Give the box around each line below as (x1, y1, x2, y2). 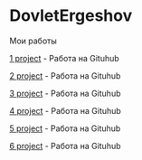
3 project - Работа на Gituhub (9, 88, 121, 99)
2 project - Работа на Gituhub (9, 70, 121, 81)
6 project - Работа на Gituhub (9, 140, 121, 151)
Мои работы (9, 35, 57, 46)
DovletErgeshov (9, 5, 133, 26)
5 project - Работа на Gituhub (9, 123, 121, 134)
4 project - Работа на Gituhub (9, 105, 122, 116)
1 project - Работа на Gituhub (9, 52, 119, 63)
